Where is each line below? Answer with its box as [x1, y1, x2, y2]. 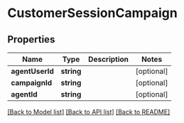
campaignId [11, 78, 52, 87]
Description [88, 55, 129, 64]
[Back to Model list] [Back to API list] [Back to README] [7, 108, 171, 116]
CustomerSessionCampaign [7, 5, 178, 21]
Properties [7, 33, 55, 46]
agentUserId [11, 66, 55, 76]
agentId [11, 90, 38, 99]
